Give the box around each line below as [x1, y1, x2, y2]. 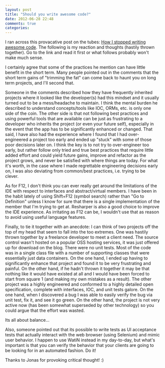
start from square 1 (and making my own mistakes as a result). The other [5, 276, 152, 282]
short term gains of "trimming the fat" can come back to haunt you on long [5, 75, 156, 81]
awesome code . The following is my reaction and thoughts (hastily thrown [5, 44, 155, 50]
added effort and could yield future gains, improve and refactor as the [5, 152, 146, 158]
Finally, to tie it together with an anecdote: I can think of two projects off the [5, 224, 159, 230]
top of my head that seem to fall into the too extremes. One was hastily [5, 229, 148, 235]
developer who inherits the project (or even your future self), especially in [5, 121, 154, 127]
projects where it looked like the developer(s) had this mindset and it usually [5, 95, 160, 101]
